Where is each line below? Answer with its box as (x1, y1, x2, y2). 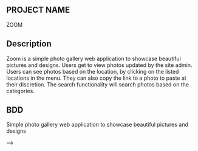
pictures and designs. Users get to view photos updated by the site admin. (6, 61, 193, 69)
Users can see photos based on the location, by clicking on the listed (6, 68, 179, 75)
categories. (6, 87, 35, 94)
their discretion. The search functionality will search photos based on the (6, 80, 189, 88)
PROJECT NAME (6, 5, 70, 15)
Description (6, 39, 52, 49)
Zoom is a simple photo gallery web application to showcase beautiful (6, 55, 181, 62)
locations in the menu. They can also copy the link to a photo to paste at (6, 74, 186, 82)
